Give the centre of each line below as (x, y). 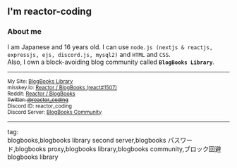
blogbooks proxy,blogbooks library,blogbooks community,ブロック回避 (118, 149)
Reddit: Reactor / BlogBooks (41, 93)
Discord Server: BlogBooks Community (55, 112)
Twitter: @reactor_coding (38, 100)
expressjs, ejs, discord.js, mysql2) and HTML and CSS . (89, 54)
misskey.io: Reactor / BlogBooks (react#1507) (62, 87)
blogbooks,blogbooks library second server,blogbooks (87, 140)
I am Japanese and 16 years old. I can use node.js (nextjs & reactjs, (110, 47)
